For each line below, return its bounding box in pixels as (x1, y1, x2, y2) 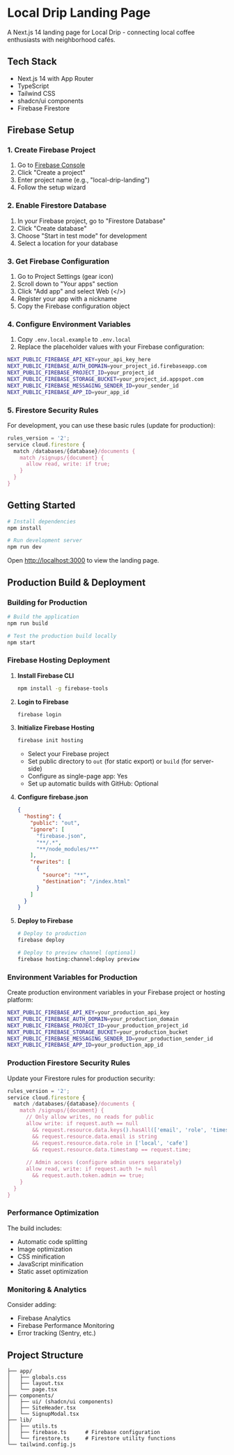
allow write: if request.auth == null (25, 1120, 139, 1127)
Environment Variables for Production (7, 972, 138, 982)
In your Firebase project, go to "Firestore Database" (17, 217, 166, 225)
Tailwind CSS (17, 89, 56, 97)
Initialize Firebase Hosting (17, 723, 95, 732)
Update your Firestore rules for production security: (7, 1074, 155, 1083)
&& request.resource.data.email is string (32, 1133, 157, 1140)
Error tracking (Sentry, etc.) (17, 1329, 96, 1338)
